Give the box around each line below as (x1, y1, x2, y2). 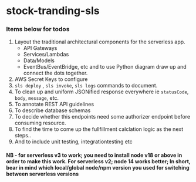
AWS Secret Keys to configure (14, 76, 88, 83)
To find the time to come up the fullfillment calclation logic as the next (14, 126, 184, 133)
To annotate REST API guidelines (14, 101, 94, 108)
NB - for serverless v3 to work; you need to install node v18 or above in (6, 151, 183, 159)
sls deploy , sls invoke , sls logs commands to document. (14, 82, 158, 89)
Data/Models (23, 57, 55, 64)
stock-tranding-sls (6, 4, 100, 18)
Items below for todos (6, 25, 70, 33)
